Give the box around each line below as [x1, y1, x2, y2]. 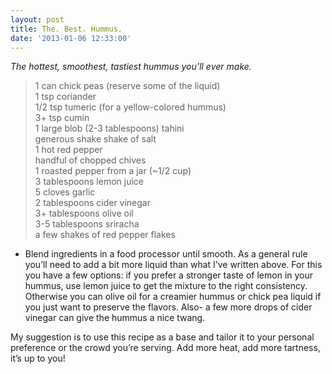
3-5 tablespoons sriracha [34, 218, 140, 230]
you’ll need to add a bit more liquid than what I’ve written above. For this [24, 259, 323, 271]
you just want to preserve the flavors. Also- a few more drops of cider [24, 301, 313, 313]
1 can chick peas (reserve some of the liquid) [34, 80, 221, 92]
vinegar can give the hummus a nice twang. [24, 312, 206, 324]
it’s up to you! [10, 352, 66, 365]
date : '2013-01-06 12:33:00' [10, 33, 132, 43]
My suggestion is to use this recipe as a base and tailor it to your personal [10, 331, 315, 343]
